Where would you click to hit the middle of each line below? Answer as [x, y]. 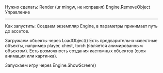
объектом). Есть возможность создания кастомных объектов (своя [75, 51]
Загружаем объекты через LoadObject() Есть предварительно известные [81, 40]
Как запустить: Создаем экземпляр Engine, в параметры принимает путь [81, 26]
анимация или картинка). [31, 56]
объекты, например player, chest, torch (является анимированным [74, 46]
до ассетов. [17, 31]
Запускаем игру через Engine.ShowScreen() [50, 65]
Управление [17, 12]
